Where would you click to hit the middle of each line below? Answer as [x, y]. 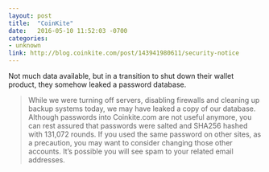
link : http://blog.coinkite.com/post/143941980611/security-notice [124, 53]
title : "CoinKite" [41, 23]
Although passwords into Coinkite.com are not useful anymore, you [140, 117]
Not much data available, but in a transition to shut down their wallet [121, 76]
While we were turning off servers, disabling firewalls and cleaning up [144, 100]
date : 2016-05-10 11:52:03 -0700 [68, 31]
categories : [28, 38]
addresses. [47, 160]
